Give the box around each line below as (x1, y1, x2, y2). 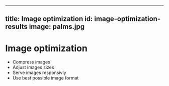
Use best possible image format (12, 75, 79, 81)
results (5, 22, 28, 31)
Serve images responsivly (12, 69, 66, 75)
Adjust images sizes (12, 64, 54, 70)
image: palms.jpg (29, 22, 84, 31)
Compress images (12, 59, 50, 65)
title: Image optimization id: (5, 14, 93, 23)
